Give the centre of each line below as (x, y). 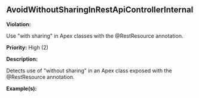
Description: (22, 59)
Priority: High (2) (27, 47)
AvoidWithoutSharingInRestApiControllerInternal (100, 10)
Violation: (19, 24)
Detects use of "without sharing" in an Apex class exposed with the (89, 71)
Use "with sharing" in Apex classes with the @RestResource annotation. (95, 36)
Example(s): (22, 88)
